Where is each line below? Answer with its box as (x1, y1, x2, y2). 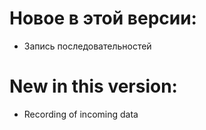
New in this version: (9, 75, 178, 98)
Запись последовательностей (23, 40, 152, 52)
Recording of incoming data (23, 108, 139, 120)
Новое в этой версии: (9, 7, 197, 30)
